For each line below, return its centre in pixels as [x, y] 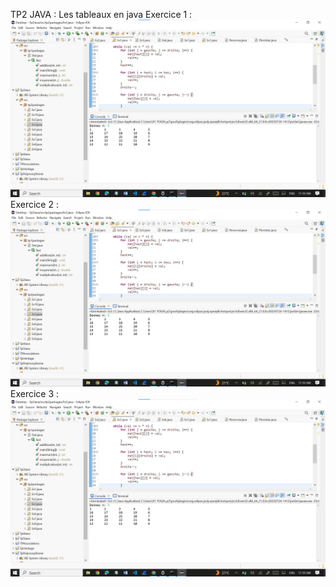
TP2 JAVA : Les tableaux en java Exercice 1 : [101, 14]
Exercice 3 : [35, 393]
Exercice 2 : [34, 204]
